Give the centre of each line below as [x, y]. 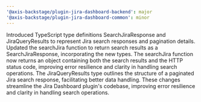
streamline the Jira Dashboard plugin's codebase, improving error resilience [101, 86]
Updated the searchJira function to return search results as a [82, 47]
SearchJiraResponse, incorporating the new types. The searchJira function [100, 54]
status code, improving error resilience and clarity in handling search [92, 66]
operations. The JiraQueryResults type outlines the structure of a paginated [100, 73]
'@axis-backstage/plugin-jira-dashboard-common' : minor [78, 18]
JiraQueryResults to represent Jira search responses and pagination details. [101, 41]
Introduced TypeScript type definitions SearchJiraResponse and [86, 34]
